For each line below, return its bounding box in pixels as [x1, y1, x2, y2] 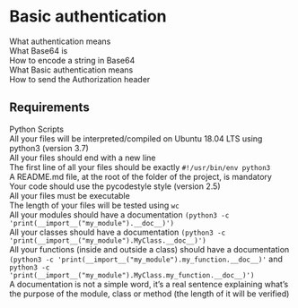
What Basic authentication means [9, 64, 134, 75]
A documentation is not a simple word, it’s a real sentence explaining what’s [9, 278, 289, 289]
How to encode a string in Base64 [9, 55, 136, 65]
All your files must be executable [9, 190, 130, 201]
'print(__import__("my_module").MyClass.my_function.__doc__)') [9, 270, 255, 279]
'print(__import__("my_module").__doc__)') [9, 218, 175, 227]
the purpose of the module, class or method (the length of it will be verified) [9, 288, 290, 299]
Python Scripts [9, 124, 65, 134]
